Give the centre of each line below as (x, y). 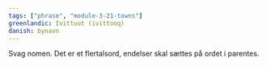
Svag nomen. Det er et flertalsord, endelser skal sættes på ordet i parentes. (134, 54)
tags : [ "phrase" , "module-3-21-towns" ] (76, 16)
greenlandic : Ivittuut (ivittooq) (67, 23)
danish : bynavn (34, 31)
